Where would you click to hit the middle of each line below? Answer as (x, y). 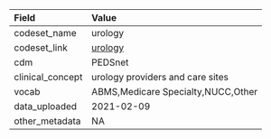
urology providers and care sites (160, 77)
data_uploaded (46, 106)
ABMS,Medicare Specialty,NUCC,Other (175, 92)
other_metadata (47, 121)
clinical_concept (48, 77)
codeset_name (45, 33)
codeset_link (41, 47)
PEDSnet (110, 62)
